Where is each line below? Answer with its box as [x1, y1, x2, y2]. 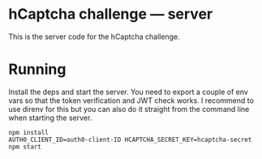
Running [8, 60, 67, 79]
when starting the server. [8, 113, 92, 122]
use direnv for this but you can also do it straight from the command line [8, 104, 250, 114]
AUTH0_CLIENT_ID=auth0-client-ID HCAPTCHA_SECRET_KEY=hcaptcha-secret [8, 135, 252, 144]
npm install [8, 128, 49, 136]
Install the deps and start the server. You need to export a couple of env [8, 87, 249, 97]
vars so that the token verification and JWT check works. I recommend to [8, 95, 254, 105]
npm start [8, 143, 42, 151]
